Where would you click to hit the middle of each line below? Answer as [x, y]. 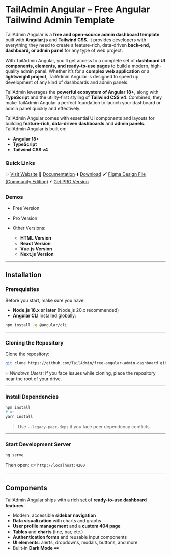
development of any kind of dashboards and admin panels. [67, 82]
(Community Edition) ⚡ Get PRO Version [47, 182]
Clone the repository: [27, 354]
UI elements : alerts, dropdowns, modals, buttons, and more [75, 543]
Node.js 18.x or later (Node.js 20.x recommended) [66, 310]
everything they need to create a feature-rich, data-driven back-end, [78, 45]
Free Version [26, 208]
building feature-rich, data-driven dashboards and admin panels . [75, 123]
